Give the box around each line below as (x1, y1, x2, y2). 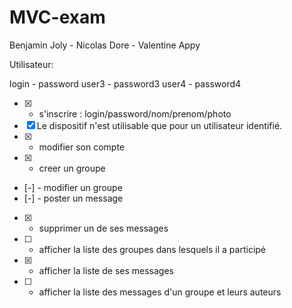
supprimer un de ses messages (38, 222, 169, 234)
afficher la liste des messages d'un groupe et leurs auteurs (38, 286, 282, 298)
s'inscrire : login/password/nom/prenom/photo (38, 107, 232, 120)
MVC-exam (9, 6, 106, 29)
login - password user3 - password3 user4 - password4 (9, 77, 242, 90)
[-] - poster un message (23, 192, 124, 204)
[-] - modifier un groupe (23, 181, 123, 193)
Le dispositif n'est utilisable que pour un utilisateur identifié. (36, 119, 283, 131)
